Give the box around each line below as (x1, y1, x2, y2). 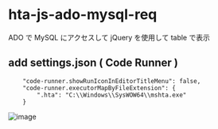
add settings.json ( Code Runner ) (8, 56, 179, 70)
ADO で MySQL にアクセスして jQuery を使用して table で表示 (8, 32, 211, 42)
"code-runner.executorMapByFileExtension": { (22, 84, 177, 92)
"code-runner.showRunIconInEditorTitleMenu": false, (22, 77, 201, 85)
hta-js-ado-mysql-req (8, 6, 158, 24)
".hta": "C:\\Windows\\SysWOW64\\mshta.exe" (37, 91, 187, 99)
